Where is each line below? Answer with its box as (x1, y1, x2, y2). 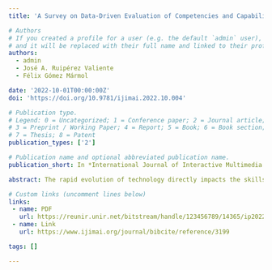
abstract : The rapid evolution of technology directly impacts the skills (8, 175, 266, 183)
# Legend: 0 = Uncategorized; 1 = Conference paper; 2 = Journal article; (8, 116, 266, 124)
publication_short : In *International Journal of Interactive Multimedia (8, 161, 263, 169)
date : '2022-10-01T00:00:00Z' (8, 86, 111, 94)
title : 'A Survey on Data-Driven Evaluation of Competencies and (8, 11, 233, 20)
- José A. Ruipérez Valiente (15, 64, 114, 73)
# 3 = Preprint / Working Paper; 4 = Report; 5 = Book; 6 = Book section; (8, 123, 266, 132)
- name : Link (11, 221, 57, 229)
